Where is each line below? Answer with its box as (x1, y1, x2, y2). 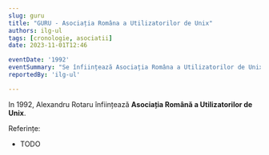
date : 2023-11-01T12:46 (8, 42, 88, 50)
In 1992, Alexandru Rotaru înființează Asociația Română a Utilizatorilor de (8, 99, 253, 109)
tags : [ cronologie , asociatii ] (8, 34, 113, 42)
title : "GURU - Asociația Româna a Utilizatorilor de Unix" (8, 19, 214, 27)
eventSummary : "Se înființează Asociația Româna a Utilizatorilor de (8, 63, 246, 72)
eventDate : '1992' (8, 56, 70, 64)
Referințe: (8, 123, 41, 133)
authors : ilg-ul (8, 26, 62, 34)
